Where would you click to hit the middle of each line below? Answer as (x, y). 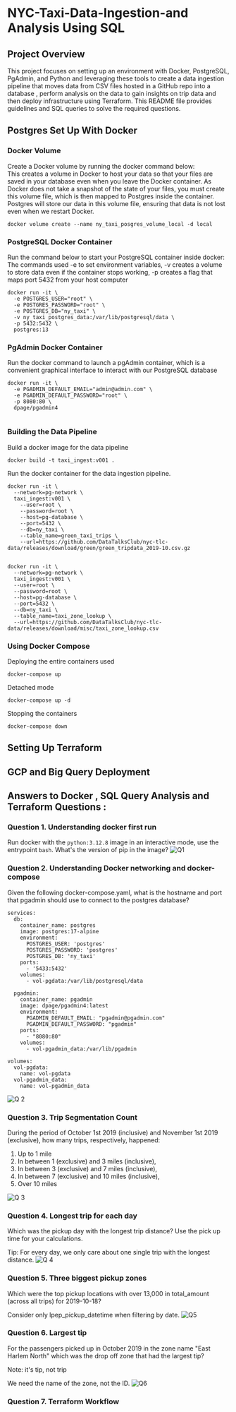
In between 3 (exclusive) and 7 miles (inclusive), (87, 1168)
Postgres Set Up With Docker (73, 131)
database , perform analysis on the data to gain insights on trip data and (112, 94)
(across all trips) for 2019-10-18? (55, 1301)
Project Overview (46, 54)
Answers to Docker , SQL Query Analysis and (108, 796)
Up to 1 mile (35, 1154)
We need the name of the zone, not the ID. (69, 1383)
